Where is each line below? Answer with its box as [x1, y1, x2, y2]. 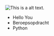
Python [12, 25, 28, 31]
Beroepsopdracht [12, 20, 49, 25]
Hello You [12, 14, 33, 20]
